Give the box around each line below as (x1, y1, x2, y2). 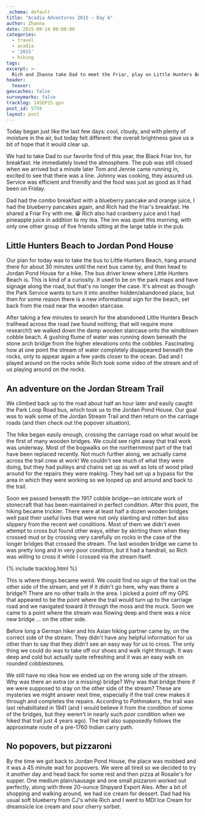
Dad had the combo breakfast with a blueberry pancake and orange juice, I (6, 197, 195, 204)
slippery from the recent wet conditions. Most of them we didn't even (6, 521, 181, 528)
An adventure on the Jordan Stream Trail (6, 383, 164, 394)
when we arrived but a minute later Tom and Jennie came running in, (6, 165, 179, 173)
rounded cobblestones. (6, 660, 65, 667)
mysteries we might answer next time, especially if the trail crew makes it (6, 691, 190, 698)
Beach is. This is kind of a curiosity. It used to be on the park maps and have (6, 276, 198, 284)
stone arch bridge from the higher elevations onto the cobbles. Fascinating (6, 340, 194, 347)
